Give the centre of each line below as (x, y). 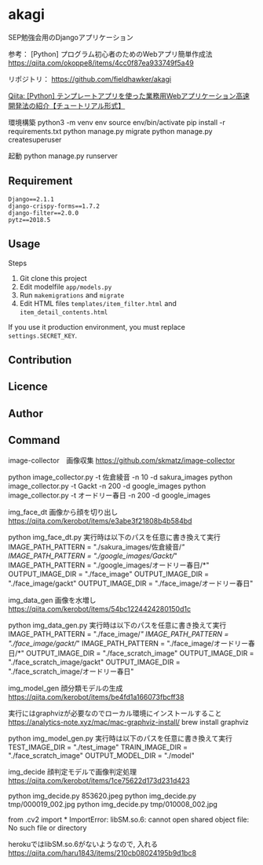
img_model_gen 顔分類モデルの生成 (66, 688)
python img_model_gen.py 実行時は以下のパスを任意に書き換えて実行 (121, 738)
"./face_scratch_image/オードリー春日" (71, 671)
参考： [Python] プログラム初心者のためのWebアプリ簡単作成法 (111, 54)
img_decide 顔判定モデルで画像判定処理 (73, 771)
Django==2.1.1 (31, 199)
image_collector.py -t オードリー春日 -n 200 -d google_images (110, 495)
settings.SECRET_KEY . (43, 335)
